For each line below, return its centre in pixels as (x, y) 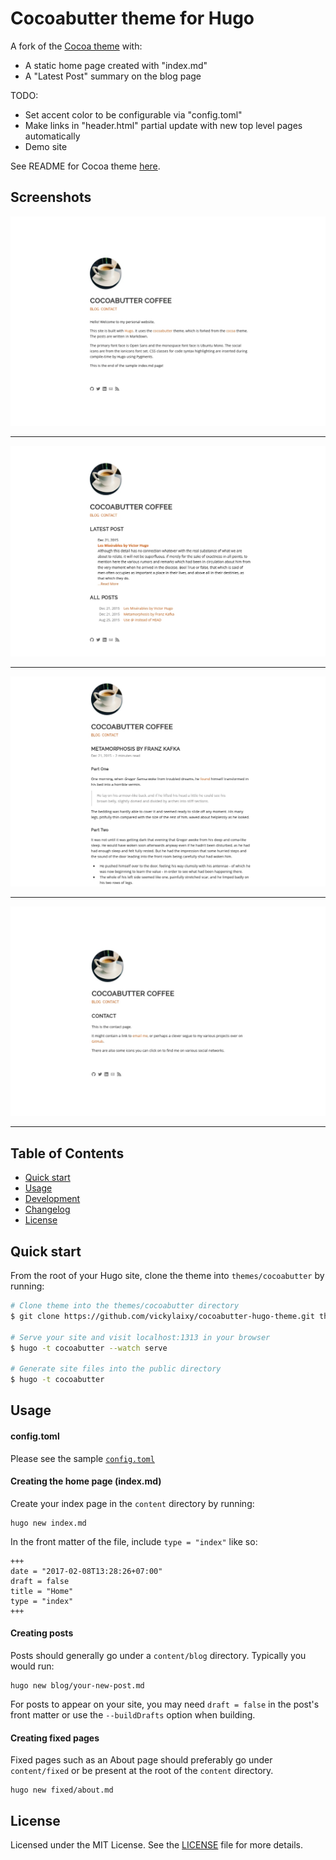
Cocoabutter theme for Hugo (132, 18)
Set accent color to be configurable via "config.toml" (133, 114)
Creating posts (42, 1633)
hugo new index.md (48, 1523)
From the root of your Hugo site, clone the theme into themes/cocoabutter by (167, 1276)
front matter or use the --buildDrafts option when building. (133, 1715)
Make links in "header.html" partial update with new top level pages (163, 125)
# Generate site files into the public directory (116, 1369)
